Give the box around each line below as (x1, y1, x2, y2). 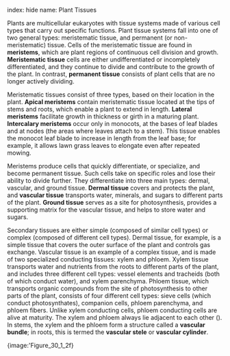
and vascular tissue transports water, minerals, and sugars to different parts (7, 191, 223, 199)
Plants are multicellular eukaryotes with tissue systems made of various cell (7, 19, 220, 27)
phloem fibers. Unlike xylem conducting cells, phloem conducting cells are (7, 306, 218, 314)
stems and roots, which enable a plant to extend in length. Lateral (7, 105, 192, 113)
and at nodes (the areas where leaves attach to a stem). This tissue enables (7, 127, 220, 135)
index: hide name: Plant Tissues (7, 6, 97, 14)
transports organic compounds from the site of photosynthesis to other (7, 284, 207, 292)
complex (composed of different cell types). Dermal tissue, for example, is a (7, 233, 221, 242)
